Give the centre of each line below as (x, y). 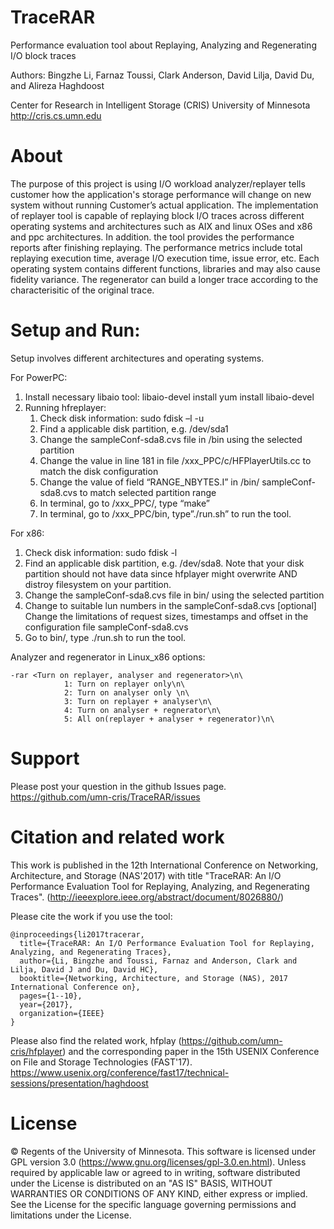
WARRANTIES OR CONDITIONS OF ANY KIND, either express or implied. (159, 1193)
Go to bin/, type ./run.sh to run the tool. (105, 637)
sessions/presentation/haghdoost (79, 1083)
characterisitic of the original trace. (82, 290)
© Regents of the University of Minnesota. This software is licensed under (163, 1151)
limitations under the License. (71, 1215)
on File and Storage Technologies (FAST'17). (101, 1062)
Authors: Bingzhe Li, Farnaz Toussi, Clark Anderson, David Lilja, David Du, (162, 75)
